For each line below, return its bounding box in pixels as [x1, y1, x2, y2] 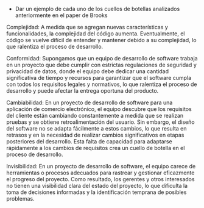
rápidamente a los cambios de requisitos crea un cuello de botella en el [6, 145, 185, 151]
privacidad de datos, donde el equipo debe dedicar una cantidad [6, 68, 169, 75]
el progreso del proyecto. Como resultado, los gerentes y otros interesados [6, 176, 195, 182]
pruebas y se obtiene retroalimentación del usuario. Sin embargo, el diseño [6, 118, 195, 126]
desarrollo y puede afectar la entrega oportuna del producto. [6, 87, 159, 94]
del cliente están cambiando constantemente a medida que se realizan [6, 112, 184, 119]
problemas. [6, 195, 35, 202]
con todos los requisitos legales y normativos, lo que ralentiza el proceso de [6, 81, 197, 88]
